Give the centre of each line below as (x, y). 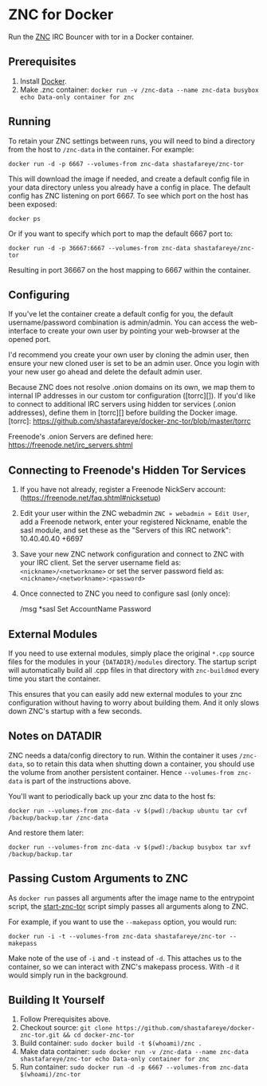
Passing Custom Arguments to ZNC (98, 879)
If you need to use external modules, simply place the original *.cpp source (132, 653)
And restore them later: (46, 832)
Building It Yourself (57, 1000)
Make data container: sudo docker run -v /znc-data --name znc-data (134, 1052)
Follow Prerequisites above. (65, 1019)
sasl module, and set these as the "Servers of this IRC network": (125, 530)
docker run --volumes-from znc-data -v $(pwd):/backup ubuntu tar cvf (128, 811)
